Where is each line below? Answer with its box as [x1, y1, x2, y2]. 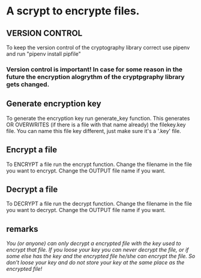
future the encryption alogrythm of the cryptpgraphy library [6, 72, 185, 81]
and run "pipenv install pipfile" [6, 50, 81, 58]
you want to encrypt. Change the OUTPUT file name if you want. [6, 167, 166, 174]
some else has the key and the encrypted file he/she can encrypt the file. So [6, 253, 196, 260]
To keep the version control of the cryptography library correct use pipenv [6, 44, 190, 51]
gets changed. [6, 80, 50, 88]
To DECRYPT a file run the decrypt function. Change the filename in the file [6, 200, 192, 207]
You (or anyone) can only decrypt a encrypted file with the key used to [6, 240, 181, 247]
